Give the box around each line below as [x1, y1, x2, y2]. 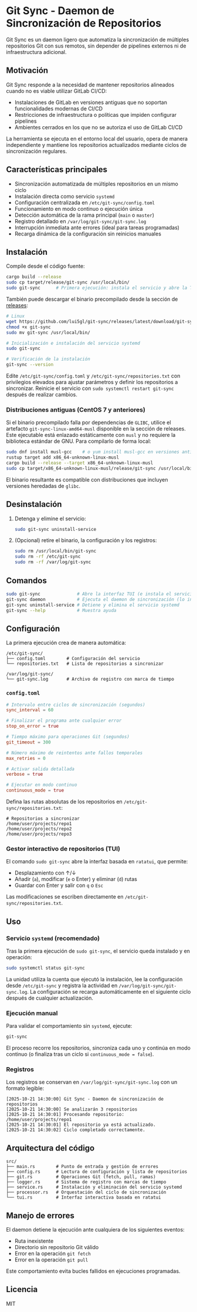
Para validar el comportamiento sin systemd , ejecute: [6, 1022, 133, 1030]
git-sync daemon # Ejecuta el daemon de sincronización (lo [6, 596, 185, 603]
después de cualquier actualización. [6, 994, 94, 1001]
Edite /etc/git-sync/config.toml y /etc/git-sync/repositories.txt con [6, 372, 181, 379]
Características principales [6, 164, 107, 174]
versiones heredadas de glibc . [6, 482, 81, 489]
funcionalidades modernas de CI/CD [14, 105, 103, 112]
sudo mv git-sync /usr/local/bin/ [6, 329, 91, 335]
